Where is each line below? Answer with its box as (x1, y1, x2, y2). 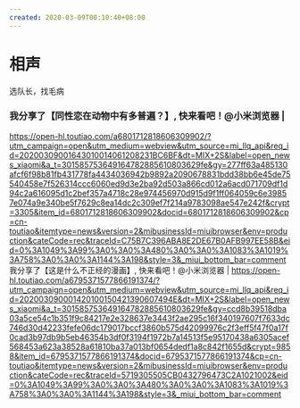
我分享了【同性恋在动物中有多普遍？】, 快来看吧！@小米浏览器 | (9, 110, 286, 122)
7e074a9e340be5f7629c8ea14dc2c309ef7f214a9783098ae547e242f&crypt (9, 197, 290, 208)
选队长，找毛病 (9, 86, 64, 96)
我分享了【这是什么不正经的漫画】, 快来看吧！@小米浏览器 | (9, 264, 230, 275)
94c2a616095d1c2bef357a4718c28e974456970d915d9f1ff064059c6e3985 (9, 187, 287, 198)
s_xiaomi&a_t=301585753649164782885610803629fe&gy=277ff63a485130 (9, 159, 288, 170)
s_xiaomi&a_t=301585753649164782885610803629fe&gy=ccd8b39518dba (9, 303, 287, 313)
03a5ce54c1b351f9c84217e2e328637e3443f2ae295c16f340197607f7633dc (9, 312, 290, 323)
